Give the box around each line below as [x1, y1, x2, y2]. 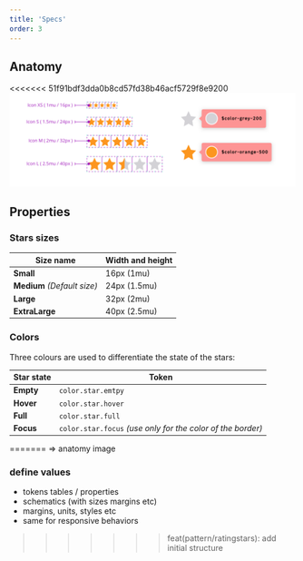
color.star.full [58, 411, 121, 421]
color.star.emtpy [58, 387, 124, 396]
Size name [34, 254, 76, 265]
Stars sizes [9, 231, 60, 244]
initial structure [167, 542, 224, 553]
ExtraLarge [13, 305, 56, 317]
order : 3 [9, 24, 43, 34]
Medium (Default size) [13, 280, 98, 291]
